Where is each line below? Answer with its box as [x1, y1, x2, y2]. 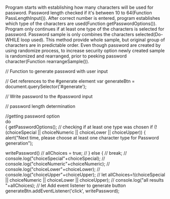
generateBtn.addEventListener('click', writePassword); [5, 188, 120, 194]
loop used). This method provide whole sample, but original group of [20, 37, 165, 43]
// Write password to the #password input [5, 94, 93, 99]
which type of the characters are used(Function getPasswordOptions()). [5, 20, 157, 26]
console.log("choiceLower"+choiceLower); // [5, 166, 101, 172]
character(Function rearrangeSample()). [5, 59, 89, 64]
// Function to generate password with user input [5, 68, 108, 74]
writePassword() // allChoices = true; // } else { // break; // [5, 150, 127, 156]
